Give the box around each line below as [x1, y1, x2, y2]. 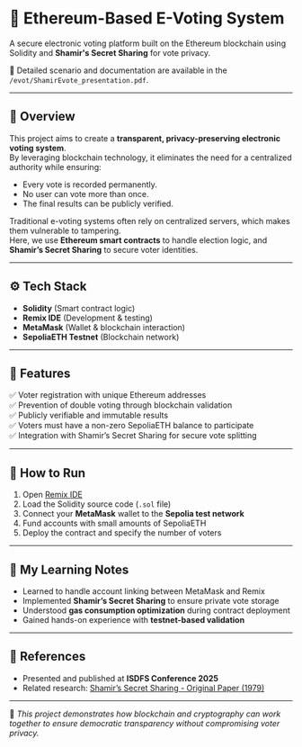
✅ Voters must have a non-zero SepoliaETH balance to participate [9, 420, 254, 431]
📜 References [9, 649, 86, 664]
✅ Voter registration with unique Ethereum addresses [9, 390, 207, 400]
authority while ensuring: [9, 161, 102, 172]
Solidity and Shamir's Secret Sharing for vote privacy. [9, 47, 211, 58]
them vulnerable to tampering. [9, 225, 121, 236]
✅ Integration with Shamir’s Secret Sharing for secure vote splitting [9, 430, 258, 441]
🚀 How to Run [9, 465, 86, 481]
